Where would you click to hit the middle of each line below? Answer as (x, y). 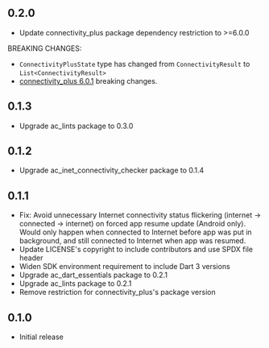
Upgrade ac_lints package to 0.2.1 (75, 284)
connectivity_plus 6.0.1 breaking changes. (88, 81)
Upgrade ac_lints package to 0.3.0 (76, 126)
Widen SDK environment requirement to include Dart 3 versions (124, 267)
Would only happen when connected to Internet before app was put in (135, 232)
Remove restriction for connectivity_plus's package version (117, 292)
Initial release (41, 337)
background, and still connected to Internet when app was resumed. (132, 241)
